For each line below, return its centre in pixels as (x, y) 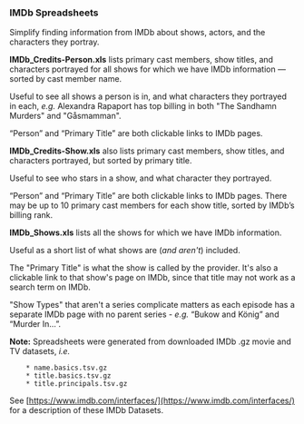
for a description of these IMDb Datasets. (87, 410)
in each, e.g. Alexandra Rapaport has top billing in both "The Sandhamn (143, 106)
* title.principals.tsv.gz (77, 384)
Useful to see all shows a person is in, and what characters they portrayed (148, 96)
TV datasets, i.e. (40, 351)
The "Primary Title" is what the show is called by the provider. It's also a (144, 268)
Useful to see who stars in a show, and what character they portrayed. (141, 178)
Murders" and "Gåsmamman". (65, 116)
